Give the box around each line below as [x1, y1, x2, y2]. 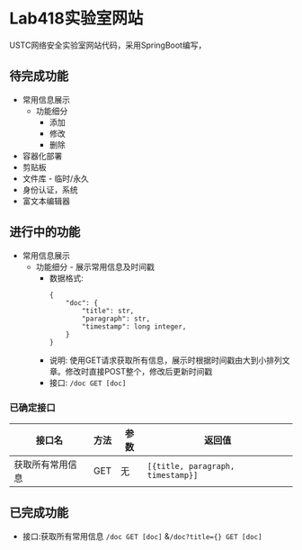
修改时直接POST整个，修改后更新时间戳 [65, 365, 213, 376]
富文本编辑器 [22, 195, 70, 206]
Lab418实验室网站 [9, 8, 144, 29]
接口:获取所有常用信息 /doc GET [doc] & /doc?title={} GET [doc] [22, 530, 262, 541]
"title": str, [81, 306, 135, 315]
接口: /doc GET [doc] [49, 377, 127, 388]
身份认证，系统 [22, 184, 78, 194]
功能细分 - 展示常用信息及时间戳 [35, 261, 155, 272]
